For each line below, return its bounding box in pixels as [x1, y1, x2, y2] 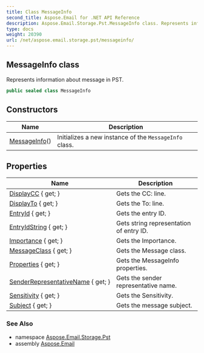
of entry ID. [116, 226, 149, 235]
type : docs [6, 26, 34, 32]
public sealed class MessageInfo [6, 88, 91, 94]
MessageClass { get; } [9, 246, 72, 255]
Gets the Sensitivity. [116, 292, 174, 300]
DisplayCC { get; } [9, 189, 60, 198]
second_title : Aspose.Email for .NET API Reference [6, 15, 140, 21]
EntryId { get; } [9, 209, 50, 218]
